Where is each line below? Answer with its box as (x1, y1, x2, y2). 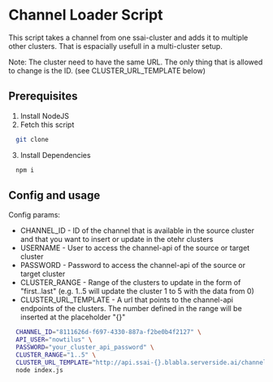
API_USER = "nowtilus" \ (15, 336, 93, 344)
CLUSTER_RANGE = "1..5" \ (15, 350, 96, 359)
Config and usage (8, 188, 101, 202)
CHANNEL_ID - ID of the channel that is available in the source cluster (19, 226, 254, 235)
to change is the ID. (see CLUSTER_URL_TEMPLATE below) (8, 65, 206, 75)
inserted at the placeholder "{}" (19, 312, 126, 323)
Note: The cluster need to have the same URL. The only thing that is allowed (8, 57, 263, 67)
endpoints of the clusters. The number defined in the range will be (19, 304, 242, 314)
